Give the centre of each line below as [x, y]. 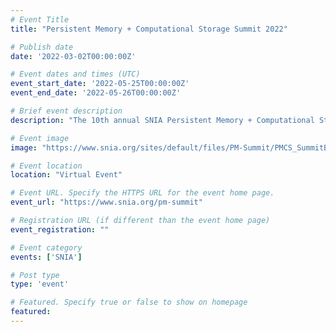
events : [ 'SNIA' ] [46, 257]
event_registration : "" [60, 229]
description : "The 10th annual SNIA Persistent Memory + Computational [162, 120]
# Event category [46, 247]
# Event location [46, 166]
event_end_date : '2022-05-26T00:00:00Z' [96, 93]
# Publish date [42, 47]
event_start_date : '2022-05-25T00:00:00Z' [100, 84]
